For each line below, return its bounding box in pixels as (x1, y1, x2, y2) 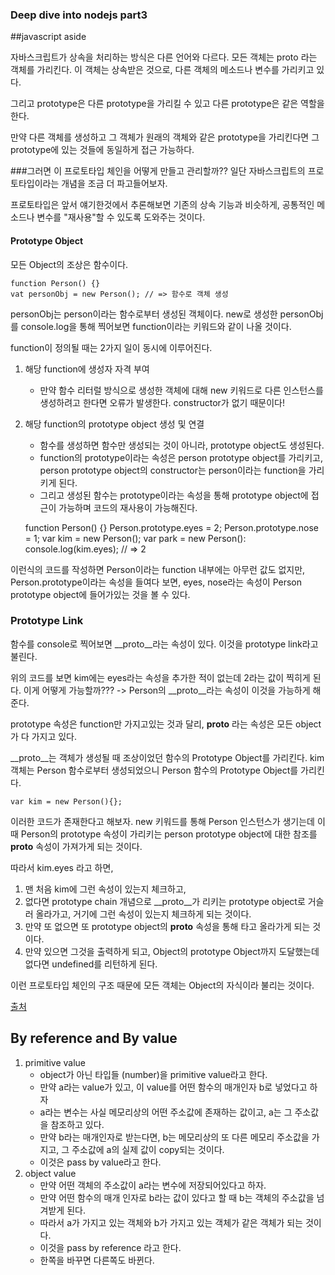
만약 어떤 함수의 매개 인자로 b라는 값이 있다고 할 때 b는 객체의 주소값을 (39, 1191, 315, 1203)
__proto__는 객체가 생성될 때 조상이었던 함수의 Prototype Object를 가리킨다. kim (10, 751, 325, 763)
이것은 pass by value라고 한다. (39, 1156, 162, 1168)
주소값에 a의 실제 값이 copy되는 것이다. (71, 1143, 225, 1155)
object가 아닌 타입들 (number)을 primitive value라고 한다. (39, 1068, 268, 1080)
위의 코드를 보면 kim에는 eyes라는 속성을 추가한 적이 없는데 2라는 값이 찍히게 (10, 671, 311, 683)
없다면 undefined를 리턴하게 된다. (24, 958, 158, 970)
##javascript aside (10, 31, 87, 43)
